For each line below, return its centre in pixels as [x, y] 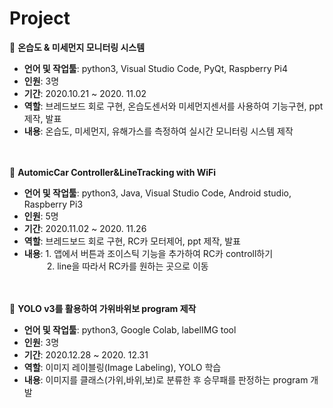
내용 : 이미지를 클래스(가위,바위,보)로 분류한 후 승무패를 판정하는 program [166, 379]
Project [40, 18]
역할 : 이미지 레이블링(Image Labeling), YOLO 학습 [122, 367]
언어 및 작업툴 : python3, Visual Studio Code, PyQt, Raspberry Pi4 [155, 68]
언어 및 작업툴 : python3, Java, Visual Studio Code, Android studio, [157, 193]
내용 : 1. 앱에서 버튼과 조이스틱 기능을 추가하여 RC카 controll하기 [148, 253]
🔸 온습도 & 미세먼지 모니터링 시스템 [77, 47]
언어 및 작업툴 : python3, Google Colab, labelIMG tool [130, 329]
